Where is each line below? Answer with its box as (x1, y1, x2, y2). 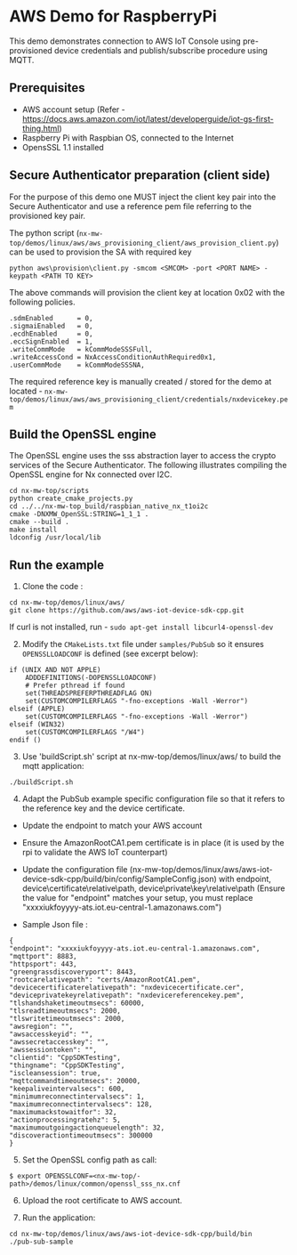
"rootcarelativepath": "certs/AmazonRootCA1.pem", (9, 976, 201, 984)
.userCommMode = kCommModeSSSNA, (9, 360, 145, 369)
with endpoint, (218, 874, 271, 885)
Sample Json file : (21, 919, 89, 930)
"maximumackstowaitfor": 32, (9, 1108, 117, 1117)
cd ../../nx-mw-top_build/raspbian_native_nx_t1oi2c (9, 502, 209, 511)
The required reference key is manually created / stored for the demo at (9, 376, 272, 386)
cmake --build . (9, 518, 69, 527)
